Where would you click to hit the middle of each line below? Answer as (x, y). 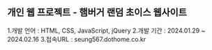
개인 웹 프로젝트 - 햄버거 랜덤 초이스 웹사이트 (97, 12)
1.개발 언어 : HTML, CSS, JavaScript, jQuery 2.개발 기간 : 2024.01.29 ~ (106, 31)
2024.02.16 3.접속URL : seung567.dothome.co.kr (77, 39)
